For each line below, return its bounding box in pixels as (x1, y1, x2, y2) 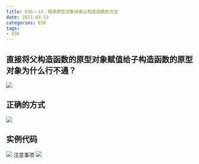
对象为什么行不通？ (6, 65, 76, 75)
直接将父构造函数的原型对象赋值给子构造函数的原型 (6, 54, 193, 64)
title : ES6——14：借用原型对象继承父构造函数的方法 (6, 8, 118, 15)
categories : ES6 (6, 20, 46, 26)
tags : (6, 25, 20, 31)
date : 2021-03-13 (6, 14, 49, 20)
